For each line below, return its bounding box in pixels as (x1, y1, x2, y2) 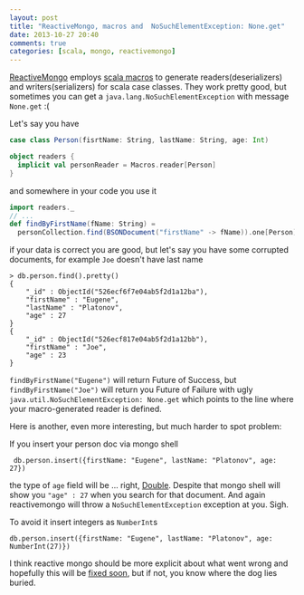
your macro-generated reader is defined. (9, 404, 163, 415)
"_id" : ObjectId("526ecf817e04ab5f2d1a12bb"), (25, 335, 208, 344)
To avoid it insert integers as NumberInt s (9, 517, 158, 528)
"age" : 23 (25, 350, 67, 360)
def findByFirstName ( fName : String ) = (9, 219, 156, 229)
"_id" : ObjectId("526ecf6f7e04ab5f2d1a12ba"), (25, 287, 208, 297)
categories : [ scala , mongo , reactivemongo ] (9, 47, 176, 56)
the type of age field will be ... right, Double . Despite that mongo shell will (9, 480, 280, 491)
